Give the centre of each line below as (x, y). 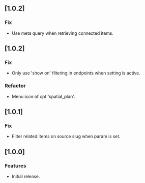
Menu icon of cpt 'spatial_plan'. (43, 96)
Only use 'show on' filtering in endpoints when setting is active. (76, 73)
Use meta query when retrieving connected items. (62, 33)
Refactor (15, 86)
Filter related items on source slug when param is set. (66, 137)
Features (15, 165)
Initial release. (26, 177)
